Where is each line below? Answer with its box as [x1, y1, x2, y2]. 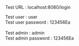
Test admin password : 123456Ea [5, 35, 74, 41]
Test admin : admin [5, 30, 45, 35]
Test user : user [5, 14, 38, 19]
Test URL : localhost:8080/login [5, 4, 71, 10]
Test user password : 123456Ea [5, 19, 70, 25]
